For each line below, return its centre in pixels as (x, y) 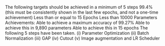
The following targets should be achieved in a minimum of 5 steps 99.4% (79, 7)
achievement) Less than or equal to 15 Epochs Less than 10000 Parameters (81, 17)
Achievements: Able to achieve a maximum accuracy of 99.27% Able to (77, 23)
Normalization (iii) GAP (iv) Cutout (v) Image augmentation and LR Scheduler (82, 38)
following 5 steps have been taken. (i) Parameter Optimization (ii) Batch (77, 33)
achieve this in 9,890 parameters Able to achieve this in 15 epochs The (77, 28)
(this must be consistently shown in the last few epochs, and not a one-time (82, 12)
